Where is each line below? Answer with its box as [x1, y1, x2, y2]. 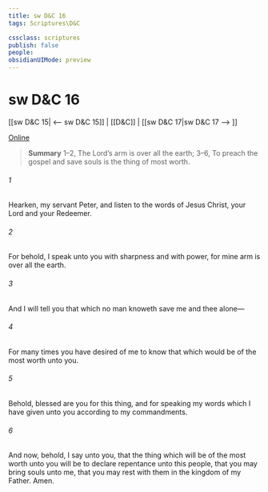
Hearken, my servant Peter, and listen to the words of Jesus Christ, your [8, 200, 246, 209]
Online [8, 132, 30, 142]
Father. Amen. [8, 476, 54, 486]
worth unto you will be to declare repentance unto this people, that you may [8, 459, 258, 469]
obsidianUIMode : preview [8, 56, 91, 64]
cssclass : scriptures [8, 34, 81, 42]
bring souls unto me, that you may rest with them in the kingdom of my [8, 467, 242, 478]
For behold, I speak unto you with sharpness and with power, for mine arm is [8, 252, 261, 262]
